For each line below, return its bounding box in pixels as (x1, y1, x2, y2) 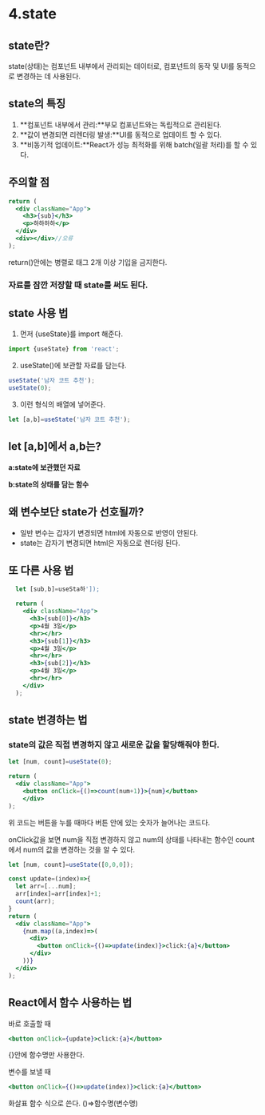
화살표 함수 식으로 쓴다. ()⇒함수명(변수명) (8, 1098, 138, 1109)
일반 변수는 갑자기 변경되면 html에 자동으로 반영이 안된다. (19, 527, 199, 537)
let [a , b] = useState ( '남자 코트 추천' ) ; (8, 415, 131, 424)
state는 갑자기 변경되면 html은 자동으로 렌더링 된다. (19, 538, 181, 547)
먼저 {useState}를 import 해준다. (19, 329, 124, 339)
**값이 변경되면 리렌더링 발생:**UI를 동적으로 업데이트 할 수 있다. (19, 130, 222, 139)
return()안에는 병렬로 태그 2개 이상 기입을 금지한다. (8, 257, 168, 267)
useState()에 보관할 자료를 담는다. (19, 361, 127, 371)
